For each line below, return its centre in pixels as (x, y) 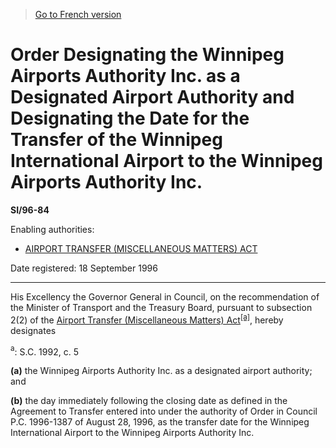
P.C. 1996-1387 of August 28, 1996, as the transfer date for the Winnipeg (160, 422)
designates (33, 330)
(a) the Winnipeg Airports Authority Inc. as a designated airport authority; (161, 371)
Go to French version (78, 14)
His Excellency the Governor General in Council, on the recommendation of (165, 296)
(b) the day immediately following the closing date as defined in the (149, 401)
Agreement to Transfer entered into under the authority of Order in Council (164, 411)
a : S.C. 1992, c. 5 (44, 351)
